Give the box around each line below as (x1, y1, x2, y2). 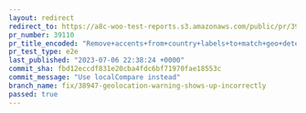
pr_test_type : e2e (8, 47, 79, 56)
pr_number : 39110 (8, 30, 75, 39)
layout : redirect (8, 13, 75, 23)
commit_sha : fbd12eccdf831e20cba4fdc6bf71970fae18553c (8, 65, 222, 74)
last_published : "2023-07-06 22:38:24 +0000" (8, 56, 185, 65)
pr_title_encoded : (8, 38, 79, 48)
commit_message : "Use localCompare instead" (8, 73, 181, 82)
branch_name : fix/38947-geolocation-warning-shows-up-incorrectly (8, 81, 267, 90)
